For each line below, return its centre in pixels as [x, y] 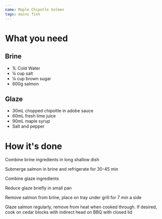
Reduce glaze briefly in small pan [39, 188]
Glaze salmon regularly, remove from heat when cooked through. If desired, [81, 207]
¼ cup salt [22, 73]
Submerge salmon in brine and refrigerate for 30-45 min [62, 169]
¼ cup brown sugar [31, 78]
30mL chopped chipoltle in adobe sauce [53, 111]
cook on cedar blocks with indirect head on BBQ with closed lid [69, 212]
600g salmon [25, 84]
